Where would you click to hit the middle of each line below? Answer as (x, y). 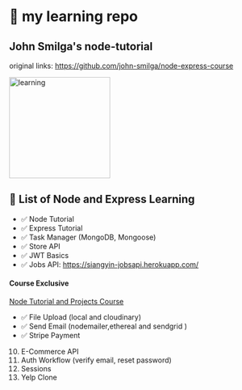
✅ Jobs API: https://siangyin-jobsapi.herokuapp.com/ (110, 264)
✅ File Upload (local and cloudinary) (81, 317)
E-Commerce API (50, 352)
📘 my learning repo (73, 17)
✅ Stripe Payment (50, 336)
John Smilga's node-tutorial (81, 47)
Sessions (36, 369)
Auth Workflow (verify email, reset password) (96, 360)
